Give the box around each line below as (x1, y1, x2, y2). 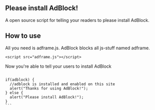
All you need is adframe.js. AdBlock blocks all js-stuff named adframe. (5, 45, 150, 51)
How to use (5, 32, 41, 40)
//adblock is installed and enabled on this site (9, 82, 115, 87)
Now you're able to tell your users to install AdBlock (5, 63, 111, 69)
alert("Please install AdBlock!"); (9, 95, 84, 100)
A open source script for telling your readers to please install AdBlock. (5, 17, 149, 23)
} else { (5, 90, 23, 95)
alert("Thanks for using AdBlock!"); (9, 86, 88, 91)
